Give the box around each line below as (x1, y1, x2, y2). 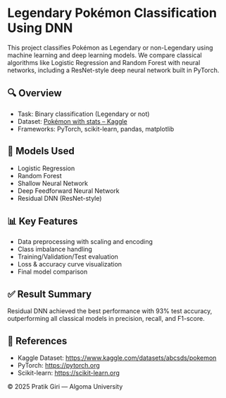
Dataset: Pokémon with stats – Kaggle (17, 117, 128, 125)
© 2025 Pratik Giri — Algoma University (7, 382, 123, 390)
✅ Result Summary (7, 288, 92, 300)
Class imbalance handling (17, 245, 93, 254)
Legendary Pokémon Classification (7, 5, 217, 21)
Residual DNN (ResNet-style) (17, 194, 102, 202)
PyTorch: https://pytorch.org (17, 361, 100, 369)
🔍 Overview (7, 87, 62, 100)
